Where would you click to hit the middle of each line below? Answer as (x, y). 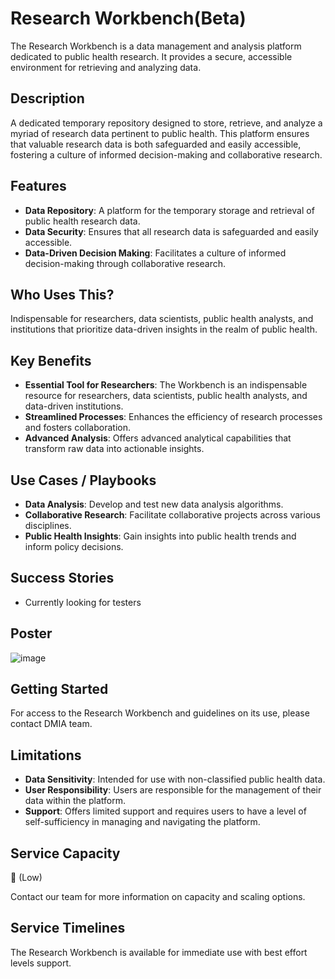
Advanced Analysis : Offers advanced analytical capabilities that (158, 438)
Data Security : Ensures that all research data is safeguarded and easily (171, 231)
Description (47, 98)
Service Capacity (65, 853)
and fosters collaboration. (78, 428)
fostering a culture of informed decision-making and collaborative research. (166, 154)
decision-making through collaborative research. (125, 263)
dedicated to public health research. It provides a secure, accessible (151, 56)
